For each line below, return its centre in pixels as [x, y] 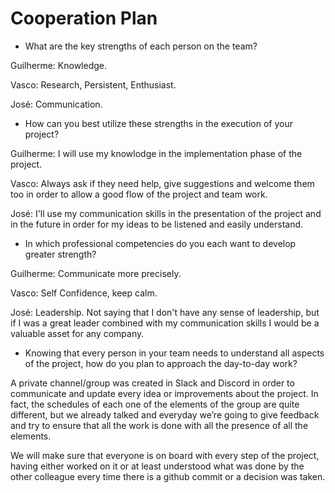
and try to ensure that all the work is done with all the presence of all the [159, 425]
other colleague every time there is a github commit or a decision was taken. [168, 476]
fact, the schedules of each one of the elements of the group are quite [155, 404]
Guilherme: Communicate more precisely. [96, 273]
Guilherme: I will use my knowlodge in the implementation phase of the [156, 153]
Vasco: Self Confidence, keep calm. [84, 293]
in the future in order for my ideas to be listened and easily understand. [157, 224]
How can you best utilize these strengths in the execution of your [158, 123]
